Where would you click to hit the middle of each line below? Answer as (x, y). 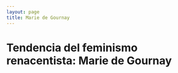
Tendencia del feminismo (72, 48)
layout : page (23, 12)
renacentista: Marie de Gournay (89, 61)
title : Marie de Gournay (38, 18)
